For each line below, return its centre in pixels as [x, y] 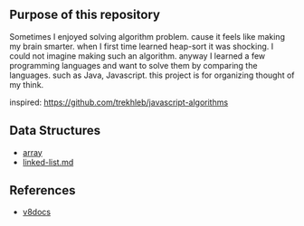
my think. [27, 84]
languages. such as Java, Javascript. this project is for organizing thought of [152, 75]
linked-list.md [48, 162]
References [43, 190]
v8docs [37, 212]
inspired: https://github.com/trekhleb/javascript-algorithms [119, 102]
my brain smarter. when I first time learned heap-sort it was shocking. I [142, 46]
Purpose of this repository [85, 15]
